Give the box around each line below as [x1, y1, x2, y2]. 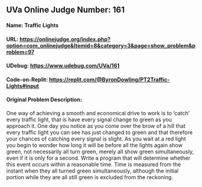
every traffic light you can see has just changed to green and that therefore [6, 128, 193, 136]
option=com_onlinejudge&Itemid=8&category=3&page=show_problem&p [6, 42, 196, 49]
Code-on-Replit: [6, 75, 48, 83]
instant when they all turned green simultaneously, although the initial [6, 167, 179, 174]
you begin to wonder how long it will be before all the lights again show [6, 141, 183, 148]
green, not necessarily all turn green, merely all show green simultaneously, [6, 148, 194, 155]
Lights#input [6, 82, 39, 89]
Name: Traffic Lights [6, 21, 59, 29]
